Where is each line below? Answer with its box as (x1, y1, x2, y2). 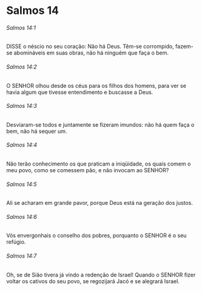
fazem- (175, 43, 194, 50)
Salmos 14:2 (6, 63, 38, 70)
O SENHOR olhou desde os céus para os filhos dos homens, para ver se (6, 82, 187, 89)
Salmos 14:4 (6, 141, 38, 149)
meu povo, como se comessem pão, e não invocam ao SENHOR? (6, 167, 169, 173)
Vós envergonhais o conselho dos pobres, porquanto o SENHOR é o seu (6, 232, 187, 239)
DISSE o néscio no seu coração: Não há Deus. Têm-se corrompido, (6, 43, 174, 50)
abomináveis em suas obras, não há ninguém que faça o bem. (13, 49, 169, 56)
